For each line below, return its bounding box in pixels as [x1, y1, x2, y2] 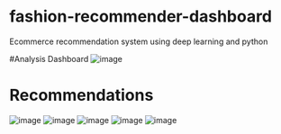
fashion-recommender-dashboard [9, 6, 273, 27]
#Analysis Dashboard [9, 53, 89, 64]
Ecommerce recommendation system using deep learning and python [9, 36, 268, 47]
